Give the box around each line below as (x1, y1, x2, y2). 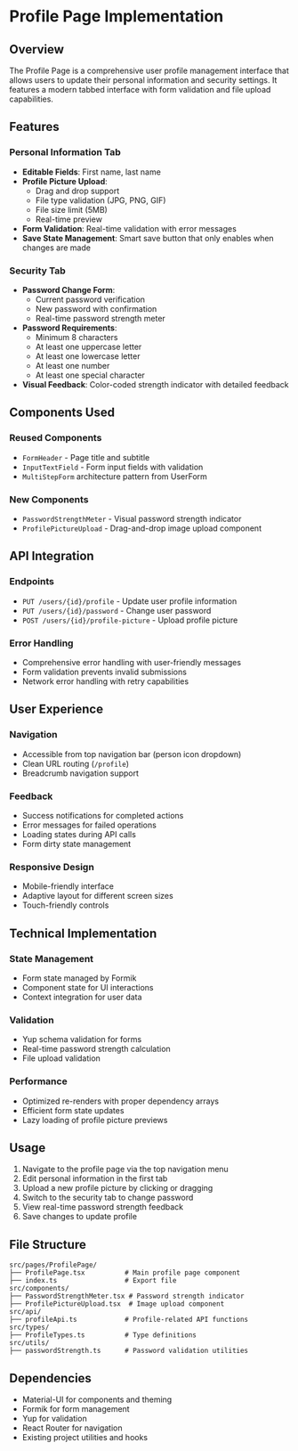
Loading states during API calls (21, 828, 136, 839)
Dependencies (9, 1370, 92, 1386)
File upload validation (21, 1053, 101, 1064)
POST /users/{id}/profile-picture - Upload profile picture (21, 615, 238, 625)
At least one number (35, 360, 110, 371)
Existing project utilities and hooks (21, 1431, 149, 1442)
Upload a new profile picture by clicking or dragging (21, 1183, 213, 1194)
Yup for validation (21, 1413, 87, 1423)
